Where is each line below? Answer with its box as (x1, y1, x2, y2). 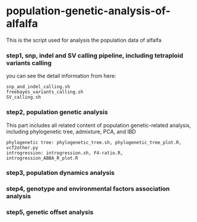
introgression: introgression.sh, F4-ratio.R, (6, 150, 123, 156)
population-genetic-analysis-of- (6, 4, 171, 18)
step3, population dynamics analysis (6, 168, 115, 177)
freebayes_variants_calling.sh (6, 89, 84, 95)
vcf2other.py (6, 145, 39, 151)
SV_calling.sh (6, 94, 42, 101)
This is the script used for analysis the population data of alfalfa (6, 36, 162, 43)
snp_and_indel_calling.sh (6, 84, 70, 90)
